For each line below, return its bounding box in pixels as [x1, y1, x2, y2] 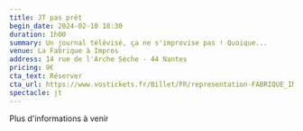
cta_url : [9, 80, 42, 89]
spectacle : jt [9, 88, 63, 97]
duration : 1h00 [9, 30, 67, 39]
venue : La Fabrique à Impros [9, 47, 119, 56]
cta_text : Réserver [9, 72, 83, 81]
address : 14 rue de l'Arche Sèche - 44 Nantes [9, 55, 188, 64]
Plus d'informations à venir [9, 113, 109, 124]
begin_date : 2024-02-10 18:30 [9, 22, 124, 31]
